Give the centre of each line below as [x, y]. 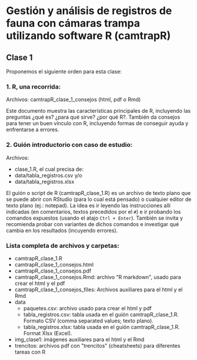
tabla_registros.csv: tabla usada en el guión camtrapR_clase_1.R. [101, 314]
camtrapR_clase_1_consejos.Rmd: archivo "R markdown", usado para [98, 277]
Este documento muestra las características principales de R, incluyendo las [98, 111]
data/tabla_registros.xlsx [44, 181]
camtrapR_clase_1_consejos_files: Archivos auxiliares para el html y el [98, 290]
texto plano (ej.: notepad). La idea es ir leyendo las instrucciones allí [88, 205]
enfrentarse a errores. [33, 130]
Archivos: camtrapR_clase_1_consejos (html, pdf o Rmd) [74, 100]
